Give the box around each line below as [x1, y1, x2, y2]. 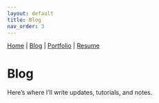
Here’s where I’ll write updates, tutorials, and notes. [7, 89, 153, 97]
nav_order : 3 [7, 23, 45, 30]
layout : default [7, 10, 54, 17]
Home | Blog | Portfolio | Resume [7, 42, 100, 50]
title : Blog [7, 16, 41, 23]
